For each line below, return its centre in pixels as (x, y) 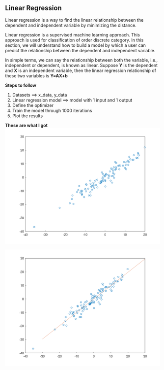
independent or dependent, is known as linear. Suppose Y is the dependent (82, 65)
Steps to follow (21, 85)
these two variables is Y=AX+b (36, 75)
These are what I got (27, 125)
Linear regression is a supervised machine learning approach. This (72, 34)
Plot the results (27, 116)
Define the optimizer (33, 105)
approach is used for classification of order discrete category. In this (74, 40)
